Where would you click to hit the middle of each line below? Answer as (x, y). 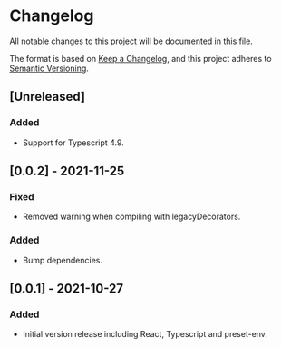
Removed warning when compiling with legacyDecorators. (131, 217)
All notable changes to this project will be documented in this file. (131, 41)
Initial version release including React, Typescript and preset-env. (145, 334)
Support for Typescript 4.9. (73, 143)
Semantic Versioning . (49, 68)
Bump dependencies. (62, 260)
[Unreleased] (48, 97)
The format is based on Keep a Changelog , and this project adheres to (140, 58)
